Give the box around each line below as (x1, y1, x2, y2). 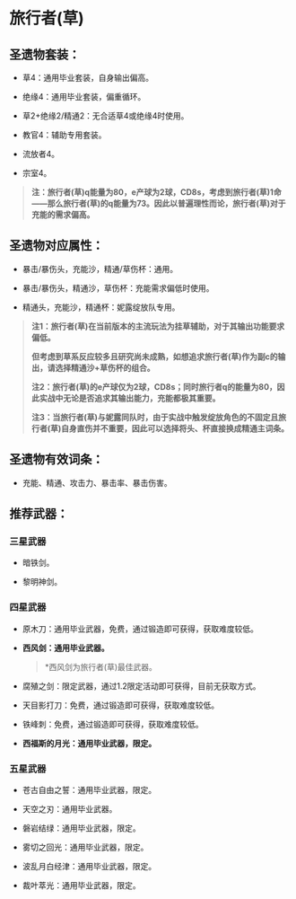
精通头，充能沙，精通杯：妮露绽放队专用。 (22, 302, 180, 313)
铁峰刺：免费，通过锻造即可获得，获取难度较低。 (22, 718, 204, 729)
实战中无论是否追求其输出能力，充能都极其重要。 (39, 392, 221, 403)
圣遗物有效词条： (9, 452, 104, 467)
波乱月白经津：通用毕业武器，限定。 (22, 860, 157, 871)
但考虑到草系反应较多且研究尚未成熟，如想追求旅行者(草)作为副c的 (30, 351, 278, 362)
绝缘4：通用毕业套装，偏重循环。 (22, 92, 146, 101)
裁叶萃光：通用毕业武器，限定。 (22, 879, 141, 890)
